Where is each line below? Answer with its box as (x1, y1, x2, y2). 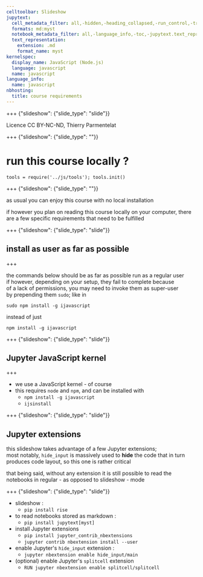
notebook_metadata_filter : (11, 31, 80, 37)
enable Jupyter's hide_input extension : (14, 544, 115, 552)
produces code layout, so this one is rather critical (6, 458, 131, 465)
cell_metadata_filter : (11, 20, 69, 26)
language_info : (6, 76, 45, 82)
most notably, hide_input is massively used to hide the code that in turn (6, 451, 185, 459)
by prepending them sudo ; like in (6, 291, 86, 298)
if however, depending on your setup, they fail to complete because (6, 278, 175, 285)
